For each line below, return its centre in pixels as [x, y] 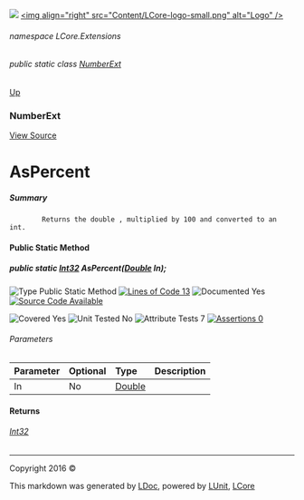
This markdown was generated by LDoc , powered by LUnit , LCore [132, 485]
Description [180, 371]
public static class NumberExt [66, 64]
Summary [28, 197]
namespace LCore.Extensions [65, 35]
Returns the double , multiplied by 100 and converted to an [160, 220]
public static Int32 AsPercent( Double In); [88, 269]
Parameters [31, 339]
